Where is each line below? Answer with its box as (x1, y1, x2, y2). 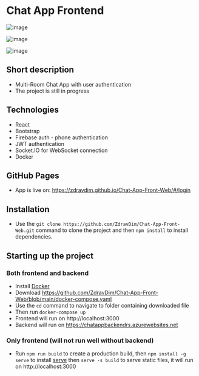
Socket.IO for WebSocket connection (15, 147, 108, 154)
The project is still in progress (15, 87, 90, 94)
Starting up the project (6, 251, 94, 261)
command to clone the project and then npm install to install (35, 226, 189, 234)
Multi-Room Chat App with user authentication (15, 81, 132, 88)
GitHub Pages (6, 170, 59, 180)
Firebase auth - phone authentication (15, 134, 108, 141)
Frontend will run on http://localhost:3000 (15, 314, 120, 322)
